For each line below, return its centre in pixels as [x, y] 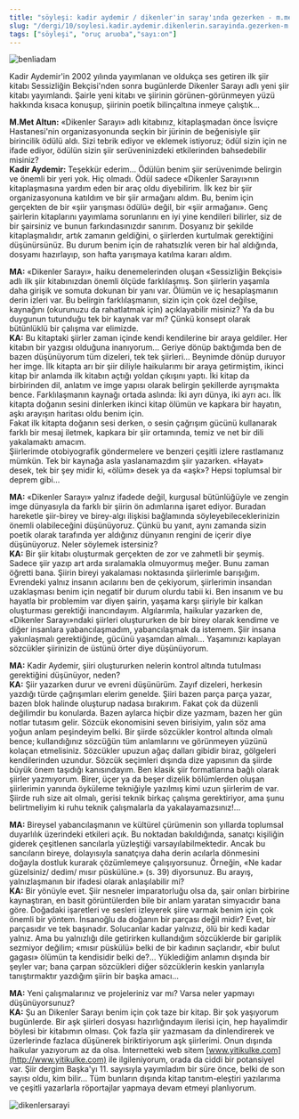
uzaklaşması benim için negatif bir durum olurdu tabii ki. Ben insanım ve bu [146, 592]
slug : [19, 26]
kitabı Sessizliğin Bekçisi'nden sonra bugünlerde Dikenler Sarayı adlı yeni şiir [149, 86]
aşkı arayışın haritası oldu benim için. [77, 414]
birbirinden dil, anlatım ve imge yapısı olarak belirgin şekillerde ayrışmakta [145, 385]
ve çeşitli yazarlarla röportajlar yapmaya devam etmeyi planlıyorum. [133, 1088]
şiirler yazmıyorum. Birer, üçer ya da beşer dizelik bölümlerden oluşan [137, 779]
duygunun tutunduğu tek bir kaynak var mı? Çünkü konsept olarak [130, 319]
